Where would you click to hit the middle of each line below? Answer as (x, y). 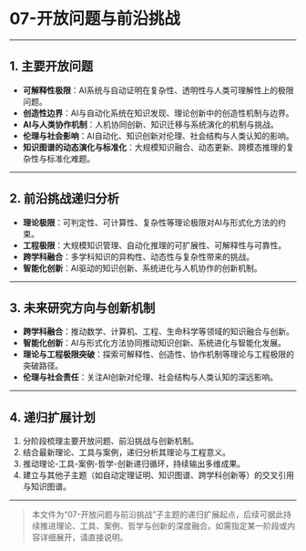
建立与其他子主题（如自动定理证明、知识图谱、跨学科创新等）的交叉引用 (158, 475)
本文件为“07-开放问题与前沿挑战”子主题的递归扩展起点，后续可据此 (158, 515)
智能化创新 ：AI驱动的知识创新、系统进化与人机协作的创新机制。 (142, 268)
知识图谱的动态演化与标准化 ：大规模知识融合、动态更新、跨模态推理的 (154, 147)
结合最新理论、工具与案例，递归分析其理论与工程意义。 (126, 452)
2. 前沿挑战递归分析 (65, 198)
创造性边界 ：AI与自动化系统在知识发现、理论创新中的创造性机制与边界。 (158, 113)
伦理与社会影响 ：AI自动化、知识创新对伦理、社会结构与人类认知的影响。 (158, 135)
